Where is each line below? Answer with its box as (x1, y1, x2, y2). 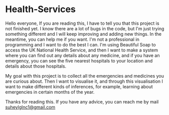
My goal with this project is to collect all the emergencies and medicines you (5, 73, 164, 79)
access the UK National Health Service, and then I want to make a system (5, 47, 158, 53)
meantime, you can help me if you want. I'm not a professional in (5, 36, 140, 42)
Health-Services (5, 4, 76, 15)
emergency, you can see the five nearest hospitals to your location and (5, 57, 153, 64)
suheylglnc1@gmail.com (5, 104, 55, 110)
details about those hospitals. (5, 63, 67, 69)
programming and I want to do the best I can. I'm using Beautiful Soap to (5, 41, 156, 47)
